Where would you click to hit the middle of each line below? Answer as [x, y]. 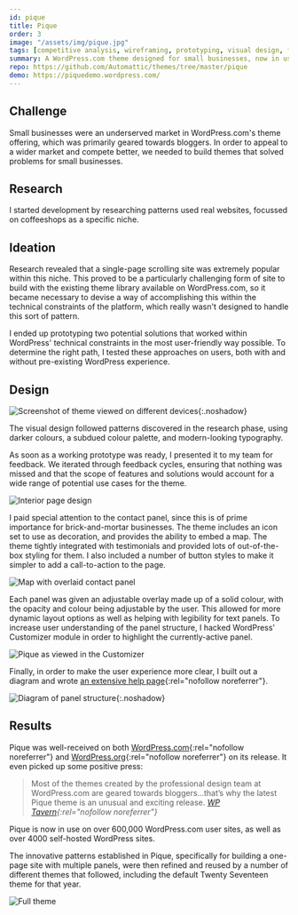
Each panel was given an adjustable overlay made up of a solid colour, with [146, 599]
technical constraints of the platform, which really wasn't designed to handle [149, 306]
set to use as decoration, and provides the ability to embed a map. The [138, 537]
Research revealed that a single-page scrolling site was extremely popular [145, 269]
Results [31, 726]
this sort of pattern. [44, 316]
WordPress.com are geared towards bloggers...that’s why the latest [154, 792]
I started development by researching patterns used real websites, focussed [149, 211]
